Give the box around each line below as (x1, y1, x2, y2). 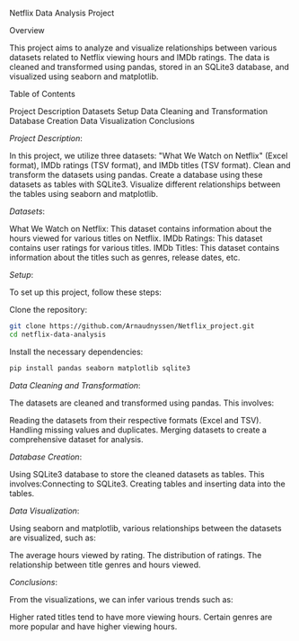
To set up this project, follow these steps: (9, 287, 162, 298)
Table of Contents (9, 89, 76, 99)
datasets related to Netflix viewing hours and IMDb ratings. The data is (9, 52, 270, 62)
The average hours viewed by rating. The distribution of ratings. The (9, 549, 262, 560)
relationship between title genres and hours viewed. (9, 559, 201, 570)
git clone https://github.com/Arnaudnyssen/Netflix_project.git (9, 322, 255, 331)
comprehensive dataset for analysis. (9, 433, 144, 444)
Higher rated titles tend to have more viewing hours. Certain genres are (9, 611, 273, 622)
